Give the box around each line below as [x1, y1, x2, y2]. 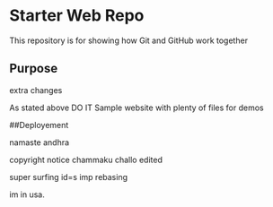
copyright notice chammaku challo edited [9, 154, 163, 165]
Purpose [9, 61, 58, 76]
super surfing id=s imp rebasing [9, 171, 128, 182]
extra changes [9, 84, 63, 95]
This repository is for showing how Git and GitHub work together [9, 35, 249, 46]
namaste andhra [9, 136, 70, 148]
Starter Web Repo [9, 5, 145, 26]
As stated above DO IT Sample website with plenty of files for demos [9, 102, 264, 113]
